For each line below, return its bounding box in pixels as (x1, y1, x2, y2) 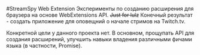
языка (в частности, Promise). (6, 42, 83, 49)
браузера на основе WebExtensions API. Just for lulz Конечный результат (6, 11, 193, 19)
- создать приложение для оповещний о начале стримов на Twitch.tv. (6, 18, 186, 25)
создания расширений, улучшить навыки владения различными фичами (6, 36, 193, 42)
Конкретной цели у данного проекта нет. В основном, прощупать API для (6, 29, 195, 36)
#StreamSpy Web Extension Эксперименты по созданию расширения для (6, 5, 194, 12)
